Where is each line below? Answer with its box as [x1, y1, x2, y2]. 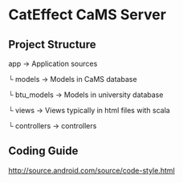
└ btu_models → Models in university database [8, 90, 164, 100]
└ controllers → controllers [8, 121, 97, 130]
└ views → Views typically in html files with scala [8, 106, 170, 115]
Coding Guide [8, 144, 79, 158]
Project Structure [8, 38, 96, 51]
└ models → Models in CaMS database [8, 75, 138, 83]
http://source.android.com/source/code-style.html [8, 165, 175, 175]
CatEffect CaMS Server [8, 6, 167, 24]
